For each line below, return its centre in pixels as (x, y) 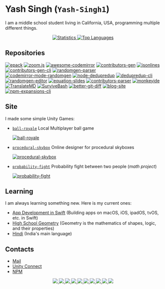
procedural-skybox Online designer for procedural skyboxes (73, 147)
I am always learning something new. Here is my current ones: (68, 203)
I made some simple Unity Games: (40, 118)
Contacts (20, 249)
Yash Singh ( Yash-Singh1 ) (57, 9)
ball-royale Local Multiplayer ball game (53, 128)
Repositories (25, 53)
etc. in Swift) (25, 218)
